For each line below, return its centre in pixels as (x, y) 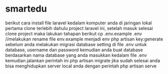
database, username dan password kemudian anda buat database (74, 50)
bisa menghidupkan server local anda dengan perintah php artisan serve (81, 66)
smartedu (26, 9)
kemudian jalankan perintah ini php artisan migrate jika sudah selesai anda (83, 60)
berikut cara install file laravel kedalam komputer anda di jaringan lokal (78, 23)
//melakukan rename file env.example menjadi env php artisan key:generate (84, 39)
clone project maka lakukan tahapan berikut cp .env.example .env (74, 33)
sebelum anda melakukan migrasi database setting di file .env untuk (76, 44)
